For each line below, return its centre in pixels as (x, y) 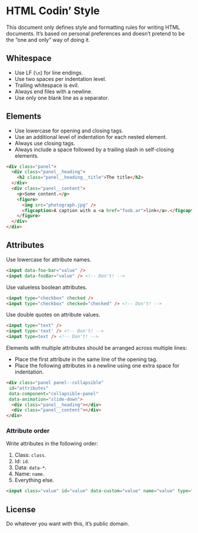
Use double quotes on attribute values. (53, 315)
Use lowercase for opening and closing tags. (69, 131)
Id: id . (22, 461)
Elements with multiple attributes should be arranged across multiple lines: (97, 348)
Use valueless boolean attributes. (47, 287)
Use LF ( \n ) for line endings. (49, 73)
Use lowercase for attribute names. (49, 259)
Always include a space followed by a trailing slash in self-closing (94, 149)
